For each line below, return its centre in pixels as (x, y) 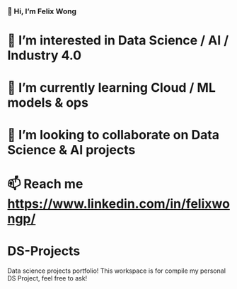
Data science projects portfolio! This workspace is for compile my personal (117, 271)
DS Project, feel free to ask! (47, 278)
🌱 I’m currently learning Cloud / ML (111, 88)
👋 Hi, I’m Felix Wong (42, 11)
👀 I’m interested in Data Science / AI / (118, 41)
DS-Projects (44, 251)
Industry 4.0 (45, 55)
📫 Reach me (45, 184)
